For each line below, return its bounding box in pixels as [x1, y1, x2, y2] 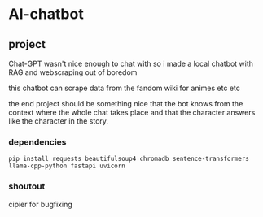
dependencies [8, 136, 67, 147]
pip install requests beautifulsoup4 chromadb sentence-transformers [8, 155, 250, 163]
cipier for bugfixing [8, 199, 72, 209]
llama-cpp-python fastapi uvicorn [8, 162, 126, 171]
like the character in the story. [8, 116, 108, 126]
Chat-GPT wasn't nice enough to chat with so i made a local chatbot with [8, 59, 254, 68]
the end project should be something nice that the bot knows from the [8, 99, 243, 108]
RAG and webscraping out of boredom [8, 67, 138, 77]
